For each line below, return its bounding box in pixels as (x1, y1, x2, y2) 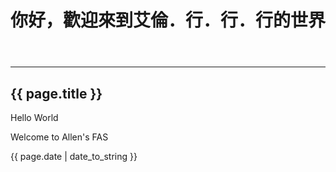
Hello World (10, 112, 59, 123)
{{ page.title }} (10, 85, 103, 102)
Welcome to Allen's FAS (10, 131, 109, 143)
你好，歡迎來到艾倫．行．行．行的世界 (10, 9, 327, 32)
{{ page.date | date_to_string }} (10, 151, 138, 162)
